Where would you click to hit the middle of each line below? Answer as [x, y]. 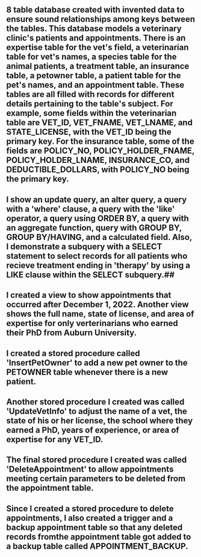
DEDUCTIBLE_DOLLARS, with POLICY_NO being [98, 170]
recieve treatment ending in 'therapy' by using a [98, 265]
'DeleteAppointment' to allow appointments [90, 469]
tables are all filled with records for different [90, 95]
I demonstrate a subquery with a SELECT [84, 246]
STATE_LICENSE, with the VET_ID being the [89, 132]
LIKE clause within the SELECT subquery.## [91, 275]
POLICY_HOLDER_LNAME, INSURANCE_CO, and [98, 160]
